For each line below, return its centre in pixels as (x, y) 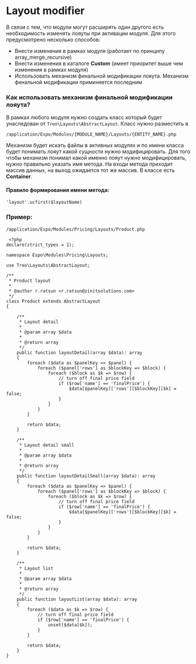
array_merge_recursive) (43, 57)
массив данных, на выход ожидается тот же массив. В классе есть (90, 170)
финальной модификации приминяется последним (78, 82)
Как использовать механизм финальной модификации (89, 97)
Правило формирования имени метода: (58, 190)
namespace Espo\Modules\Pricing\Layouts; (57, 255)
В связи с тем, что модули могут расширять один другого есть (85, 27)
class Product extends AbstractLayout (53, 301)
